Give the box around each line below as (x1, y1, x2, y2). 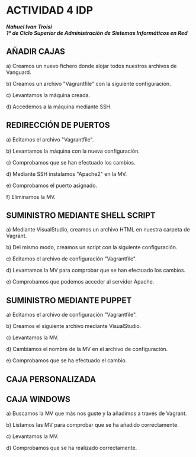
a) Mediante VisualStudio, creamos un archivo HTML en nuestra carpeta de (6, 226, 191, 233)
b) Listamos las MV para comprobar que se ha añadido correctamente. (6, 421, 179, 429)
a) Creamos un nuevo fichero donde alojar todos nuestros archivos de (6, 62, 177, 69)
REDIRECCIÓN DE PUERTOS (6, 120, 110, 130)
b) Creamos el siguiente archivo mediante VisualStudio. (6, 323, 142, 330)
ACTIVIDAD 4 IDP (6, 4, 94, 17)
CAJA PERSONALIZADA (6, 374, 97, 384)
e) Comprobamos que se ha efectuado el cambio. (6, 357, 127, 364)
